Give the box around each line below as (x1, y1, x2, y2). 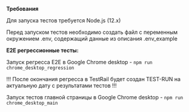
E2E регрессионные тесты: (6, 47, 79, 54)
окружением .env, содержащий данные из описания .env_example (6, 35, 177, 42)
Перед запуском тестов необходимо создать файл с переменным (6, 28, 178, 36)
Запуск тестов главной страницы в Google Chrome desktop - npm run (6, 94, 184, 100)
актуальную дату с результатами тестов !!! (6, 82, 117, 89)
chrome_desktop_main (6, 100, 59, 106)
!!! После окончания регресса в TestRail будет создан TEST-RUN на (6, 76, 181, 82)
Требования (6, 5, 39, 12)
